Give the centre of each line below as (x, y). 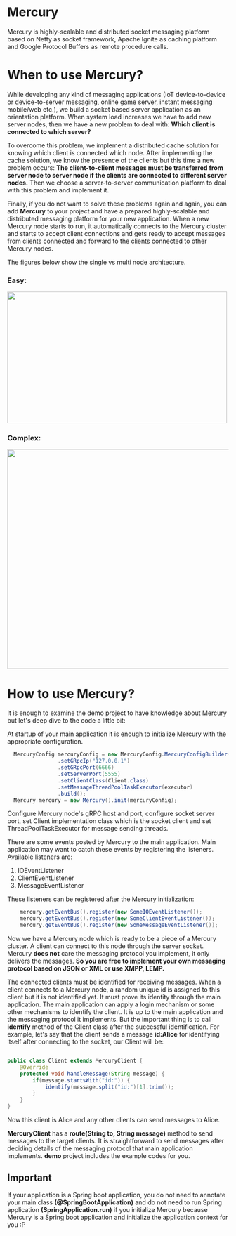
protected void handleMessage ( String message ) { (92, 1074)
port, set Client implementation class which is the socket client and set (109, 821)
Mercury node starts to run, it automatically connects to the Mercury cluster (117, 226)
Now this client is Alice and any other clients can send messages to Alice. (113, 1120)
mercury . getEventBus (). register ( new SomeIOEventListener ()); (111, 912)
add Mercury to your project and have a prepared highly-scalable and (109, 211)
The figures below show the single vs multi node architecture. (97, 262)
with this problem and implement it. (58, 190)
